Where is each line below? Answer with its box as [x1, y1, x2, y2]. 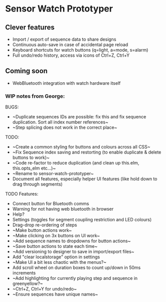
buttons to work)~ [12, 155, 50, 161]
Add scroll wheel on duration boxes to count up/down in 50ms [12, 264, 141, 271]
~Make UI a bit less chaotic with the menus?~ [12, 259, 106, 265]
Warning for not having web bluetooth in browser [12, 206, 114, 212]
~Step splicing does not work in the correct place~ [12, 124, 117, 130]
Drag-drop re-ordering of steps [12, 222, 77, 228]
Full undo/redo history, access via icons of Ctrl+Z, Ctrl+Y [12, 52, 130, 58]
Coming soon [5, 67, 48, 75]
